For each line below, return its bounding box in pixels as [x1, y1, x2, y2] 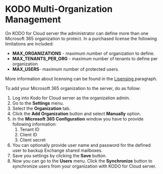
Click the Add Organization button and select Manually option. [12, 110, 141, 117]
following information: [12, 121, 57, 127]
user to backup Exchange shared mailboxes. [12, 147, 103, 153]
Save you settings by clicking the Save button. [12, 152, 107, 159]
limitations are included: [5, 41, 54, 46]
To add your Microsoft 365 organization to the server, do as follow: [5, 85, 141, 91]
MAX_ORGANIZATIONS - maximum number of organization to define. [12, 50, 155, 56]
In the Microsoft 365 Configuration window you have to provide [12, 116, 144, 122]
